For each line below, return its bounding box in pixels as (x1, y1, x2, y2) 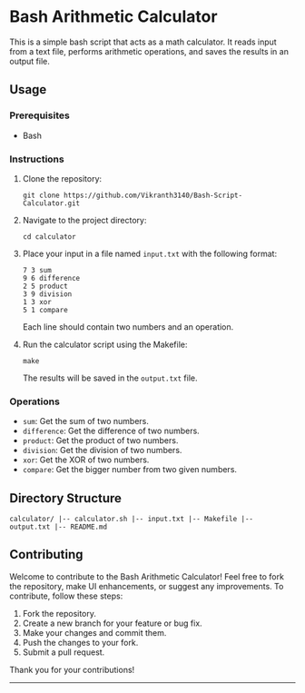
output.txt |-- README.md (9, 522, 107, 532)
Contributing (9, 547, 84, 562)
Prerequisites (9, 109, 70, 122)
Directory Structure (9, 490, 123, 506)
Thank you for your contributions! (9, 664, 135, 675)
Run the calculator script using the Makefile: (22, 339, 188, 350)
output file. (9, 55, 50, 66)
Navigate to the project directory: (22, 214, 147, 225)
